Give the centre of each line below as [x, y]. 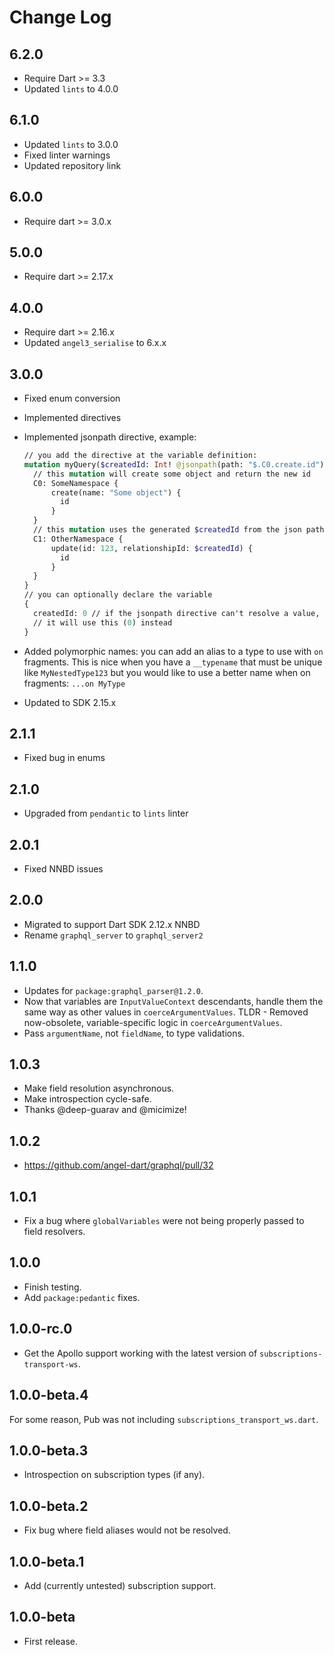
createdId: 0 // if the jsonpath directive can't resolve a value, [177, 613]
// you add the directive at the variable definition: [140, 456]
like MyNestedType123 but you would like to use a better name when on [167, 672]
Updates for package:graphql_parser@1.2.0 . [113, 990]
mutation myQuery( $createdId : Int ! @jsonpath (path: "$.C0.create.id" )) [176, 464]
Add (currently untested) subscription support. [120, 1585]
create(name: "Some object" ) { [116, 492]
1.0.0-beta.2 [49, 1506]
